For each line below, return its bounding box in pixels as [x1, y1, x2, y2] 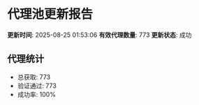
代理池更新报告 [7, 6, 94, 22]
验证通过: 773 [17, 81, 57, 90]
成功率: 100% [17, 90, 56, 98]
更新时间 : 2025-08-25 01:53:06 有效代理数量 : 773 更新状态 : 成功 [7, 31, 192, 39]
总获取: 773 [17, 72, 51, 81]
